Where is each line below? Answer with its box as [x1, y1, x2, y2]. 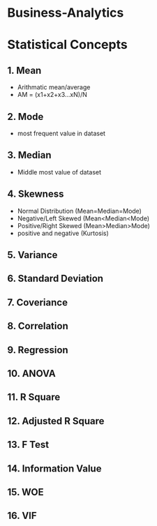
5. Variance [7, 249, 58, 261]
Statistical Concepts [7, 37, 128, 53]
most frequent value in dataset [17, 129, 106, 137]
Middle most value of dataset [17, 167, 102, 176]
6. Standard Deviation [7, 273, 103, 285]
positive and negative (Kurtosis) [17, 229, 110, 237]
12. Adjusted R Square [7, 415, 105, 427]
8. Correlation [7, 320, 68, 332]
